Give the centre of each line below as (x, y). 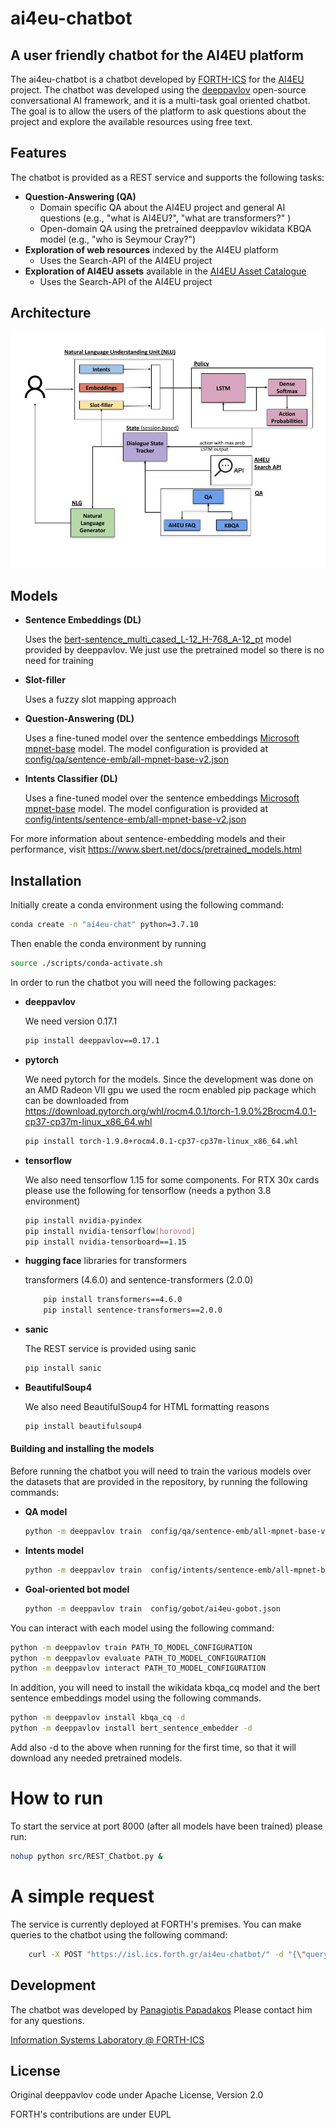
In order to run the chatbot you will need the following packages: (143, 982)
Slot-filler (45, 680)
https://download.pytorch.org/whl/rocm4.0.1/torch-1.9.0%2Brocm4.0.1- (170, 1111)
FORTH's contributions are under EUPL (91, 2114)
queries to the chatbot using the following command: (119, 1934)
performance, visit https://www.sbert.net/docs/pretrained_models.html (156, 849)
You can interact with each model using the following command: (142, 1628)
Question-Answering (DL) (79, 719)
